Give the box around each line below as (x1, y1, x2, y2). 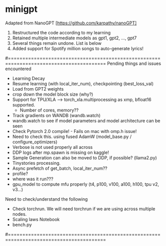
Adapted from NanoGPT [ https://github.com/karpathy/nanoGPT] (5, 20, 137, 26)
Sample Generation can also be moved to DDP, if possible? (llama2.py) (12, 154, 158, 160)
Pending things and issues (107, 60, 162, 66)
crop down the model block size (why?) (12, 91, 93, 97)
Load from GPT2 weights (12, 86, 64, 92)
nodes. (12, 211, 27, 217)
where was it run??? (12, 176, 54, 182)
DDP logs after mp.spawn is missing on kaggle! (12, 149, 109, 155)
